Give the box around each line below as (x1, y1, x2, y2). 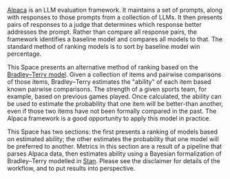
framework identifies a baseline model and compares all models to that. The (7, 35, 223, 43)
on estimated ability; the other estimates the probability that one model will (7, 135, 219, 143)
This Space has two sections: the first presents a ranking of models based (7, 127, 218, 136)
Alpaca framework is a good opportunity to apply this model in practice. (7, 114, 211, 123)
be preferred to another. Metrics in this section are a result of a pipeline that (7, 143, 222, 150)
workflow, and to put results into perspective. (7, 165, 136, 172)
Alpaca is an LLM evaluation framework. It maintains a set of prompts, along (7, 6, 222, 14)
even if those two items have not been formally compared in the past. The (7, 107, 217, 115)
